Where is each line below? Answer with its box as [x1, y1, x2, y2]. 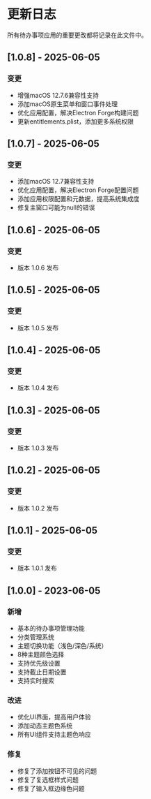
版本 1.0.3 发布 [17, 444, 59, 453]
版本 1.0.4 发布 [17, 383, 59, 392]
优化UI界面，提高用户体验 [17, 713, 91, 721]
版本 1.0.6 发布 [17, 263, 59, 272]
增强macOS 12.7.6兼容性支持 [17, 91, 100, 99]
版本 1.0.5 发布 [17, 323, 59, 332]
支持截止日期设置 [17, 668, 67, 676]
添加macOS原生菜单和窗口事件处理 [17, 99, 118, 108]
